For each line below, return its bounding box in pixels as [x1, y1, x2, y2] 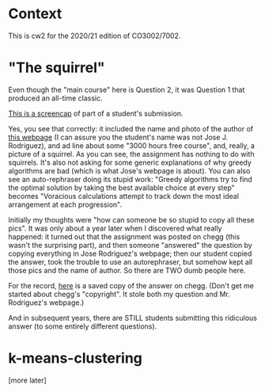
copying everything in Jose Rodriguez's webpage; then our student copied [8, 249, 252, 258]
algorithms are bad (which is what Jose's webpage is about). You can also [8, 166, 251, 175]
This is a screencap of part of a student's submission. [8, 108, 184, 118]
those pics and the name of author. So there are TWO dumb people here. [8, 265, 246, 275]
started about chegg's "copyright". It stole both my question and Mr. [8, 289, 231, 299]
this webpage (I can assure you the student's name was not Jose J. [8, 132, 229, 142]
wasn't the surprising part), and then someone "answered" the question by [8, 240, 253, 249]
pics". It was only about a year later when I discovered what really [8, 223, 222, 233]
